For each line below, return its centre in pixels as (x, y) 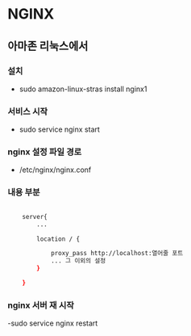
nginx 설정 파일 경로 (45, 152)
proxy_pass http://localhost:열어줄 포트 (117, 254)
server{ (35, 216)
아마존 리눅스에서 (48, 46)
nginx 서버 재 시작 (41, 305)
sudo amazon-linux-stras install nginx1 (83, 89)
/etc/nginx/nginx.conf (55, 170)
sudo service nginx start (59, 129)
